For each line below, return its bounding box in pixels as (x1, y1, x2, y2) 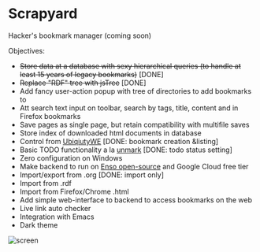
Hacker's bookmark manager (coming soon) (8, 31, 152, 40)
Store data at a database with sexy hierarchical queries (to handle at (19, 61, 242, 71)
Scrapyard (8, 5, 78, 23)
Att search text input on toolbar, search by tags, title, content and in (19, 103, 239, 113)
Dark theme (19, 220, 58, 229)
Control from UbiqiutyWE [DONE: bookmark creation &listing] (19, 136, 219, 146)
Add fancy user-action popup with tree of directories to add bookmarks (19, 86, 252, 95)
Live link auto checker (19, 203, 91, 213)
